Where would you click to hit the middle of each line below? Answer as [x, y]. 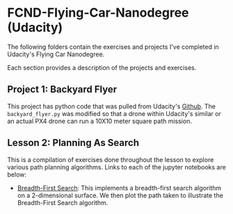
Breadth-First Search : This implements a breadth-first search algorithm [119, 188]
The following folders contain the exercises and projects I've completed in [113, 47]
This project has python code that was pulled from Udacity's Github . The [111, 106]
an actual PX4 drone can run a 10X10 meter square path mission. [100, 121]
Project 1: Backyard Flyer [62, 89]
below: [17, 174]
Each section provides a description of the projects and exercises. [102, 67]
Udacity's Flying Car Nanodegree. [56, 54]
